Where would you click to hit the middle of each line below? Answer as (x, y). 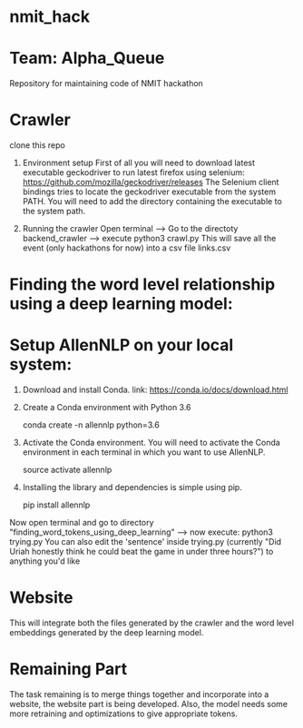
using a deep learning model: (121, 304)
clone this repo (37, 145)
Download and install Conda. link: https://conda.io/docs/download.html (155, 390)
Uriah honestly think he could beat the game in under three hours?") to (142, 552)
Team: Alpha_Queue (87, 59)
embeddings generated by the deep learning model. (107, 633)
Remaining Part (68, 669)
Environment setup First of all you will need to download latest (139, 163)
